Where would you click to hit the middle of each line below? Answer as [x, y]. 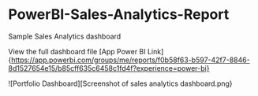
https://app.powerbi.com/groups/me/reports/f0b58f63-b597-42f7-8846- [130, 60]
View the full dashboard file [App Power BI [77, 51]
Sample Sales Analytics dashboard [65, 36]
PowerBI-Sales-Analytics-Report [119, 15]
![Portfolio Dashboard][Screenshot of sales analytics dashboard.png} [120, 83]
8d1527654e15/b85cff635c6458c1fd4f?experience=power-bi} [109, 68]
